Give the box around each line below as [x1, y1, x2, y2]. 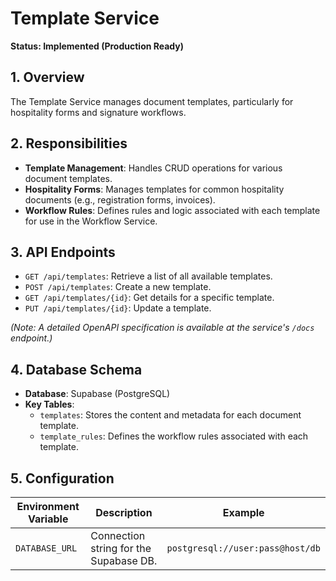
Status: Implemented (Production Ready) [10, 40, 185, 52]
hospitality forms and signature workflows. [10, 106, 187, 118]
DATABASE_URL [15, 543, 78, 554]
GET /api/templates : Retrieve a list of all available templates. [24, 270, 273, 282]
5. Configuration [10, 470, 115, 487]
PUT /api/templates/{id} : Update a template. [24, 302, 212, 314]
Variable [27, 512, 69, 526]
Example [222, 506, 265, 519]
